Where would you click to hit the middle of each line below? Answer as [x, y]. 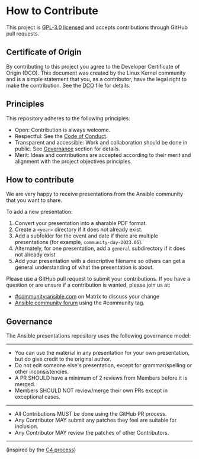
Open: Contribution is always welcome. [62, 130]
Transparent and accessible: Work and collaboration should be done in [101, 142]
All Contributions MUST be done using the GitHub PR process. [91, 414]
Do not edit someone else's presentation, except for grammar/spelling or [103, 365]
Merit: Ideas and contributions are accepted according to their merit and [103, 155]
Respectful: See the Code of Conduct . [61, 136]
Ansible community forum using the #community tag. [80, 303]
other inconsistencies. [42, 372]
